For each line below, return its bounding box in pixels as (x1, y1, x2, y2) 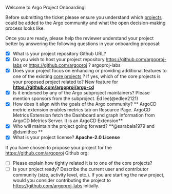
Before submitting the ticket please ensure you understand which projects (5, 14, 162, 20)
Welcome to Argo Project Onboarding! (5, 5, 86, 10)
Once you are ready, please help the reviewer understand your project (5, 35, 154, 41)
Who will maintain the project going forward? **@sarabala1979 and (12, 123, 155, 129)
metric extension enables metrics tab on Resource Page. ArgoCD (12, 107, 150, 113)
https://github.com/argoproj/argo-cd (12, 84, 94, 90)
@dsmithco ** (12, 129, 43, 135)
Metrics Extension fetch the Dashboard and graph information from (12, 112, 155, 119)
